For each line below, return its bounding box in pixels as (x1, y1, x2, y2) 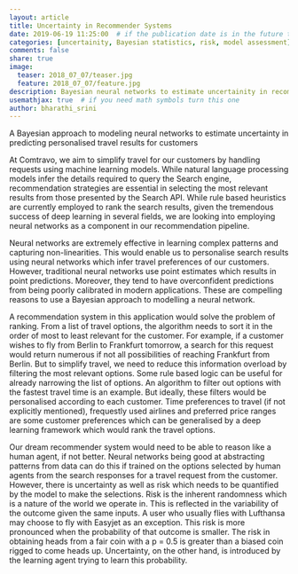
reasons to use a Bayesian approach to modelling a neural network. (9, 295, 255, 305)
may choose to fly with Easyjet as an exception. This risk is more (9, 517, 246, 528)
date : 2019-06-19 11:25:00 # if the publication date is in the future (9, 29, 284, 38)
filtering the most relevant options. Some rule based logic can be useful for (9, 368, 283, 379)
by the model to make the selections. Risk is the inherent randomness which (9, 489, 287, 499)
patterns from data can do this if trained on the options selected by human (9, 460, 281, 471)
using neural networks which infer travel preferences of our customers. (9, 256, 270, 267)
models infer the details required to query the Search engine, (9, 174, 232, 185)
